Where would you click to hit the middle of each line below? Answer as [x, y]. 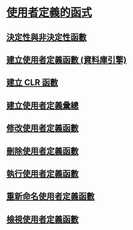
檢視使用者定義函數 [42, 219]
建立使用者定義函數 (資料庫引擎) [66, 60]
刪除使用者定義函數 [42, 151]
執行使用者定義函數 [42, 173]
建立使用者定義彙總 [42, 105]
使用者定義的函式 [49, 13]
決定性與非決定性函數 [46, 37]
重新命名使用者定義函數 [50, 197]
